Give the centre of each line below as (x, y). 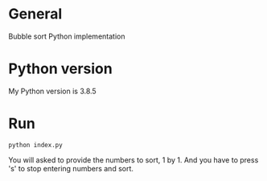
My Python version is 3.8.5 (52, 91)
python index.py (35, 145)
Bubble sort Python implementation (67, 36)
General (35, 14)
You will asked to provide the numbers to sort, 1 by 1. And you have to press (133, 160)
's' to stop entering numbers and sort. (71, 168)
